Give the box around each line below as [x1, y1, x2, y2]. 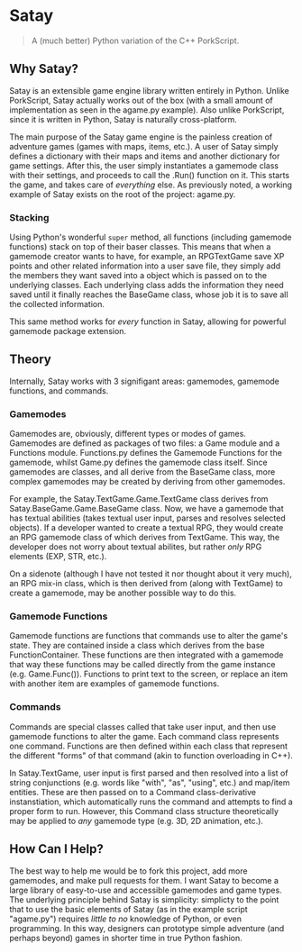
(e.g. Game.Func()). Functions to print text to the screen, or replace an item [9, 668, 288, 680]
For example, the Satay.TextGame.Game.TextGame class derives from [9, 494, 269, 504]
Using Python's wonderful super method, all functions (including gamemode [9, 231, 292, 243]
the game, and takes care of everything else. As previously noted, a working [9, 179, 293, 190]
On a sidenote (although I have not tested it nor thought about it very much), [9, 568, 293, 579]
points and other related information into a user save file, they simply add [9, 260, 281, 271]
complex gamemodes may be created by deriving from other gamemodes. [9, 476, 286, 487]
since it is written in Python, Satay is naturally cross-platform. [9, 113, 237, 124]
